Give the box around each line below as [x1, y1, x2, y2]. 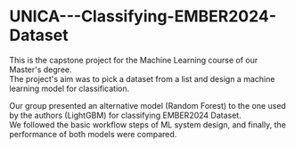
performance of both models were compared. [9, 128, 177, 139]
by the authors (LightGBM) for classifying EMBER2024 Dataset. [9, 110, 242, 120]
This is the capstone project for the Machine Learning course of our [9, 54, 258, 65]
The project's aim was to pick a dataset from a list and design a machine [9, 73, 275, 84]
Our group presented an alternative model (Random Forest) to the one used [9, 100, 287, 111]
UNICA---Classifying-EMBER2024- [9, 6, 276, 27]
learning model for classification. [9, 83, 130, 94]
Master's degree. [9, 64, 73, 75]
